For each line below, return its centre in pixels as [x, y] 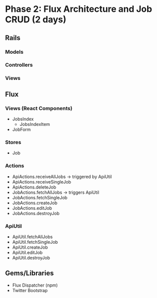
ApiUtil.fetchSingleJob [35, 242]
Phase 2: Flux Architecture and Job [78, 9]
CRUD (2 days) [36, 19]
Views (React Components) [39, 108]
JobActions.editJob [32, 208]
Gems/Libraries [30, 273]
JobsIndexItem [35, 124]
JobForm [21, 130]
